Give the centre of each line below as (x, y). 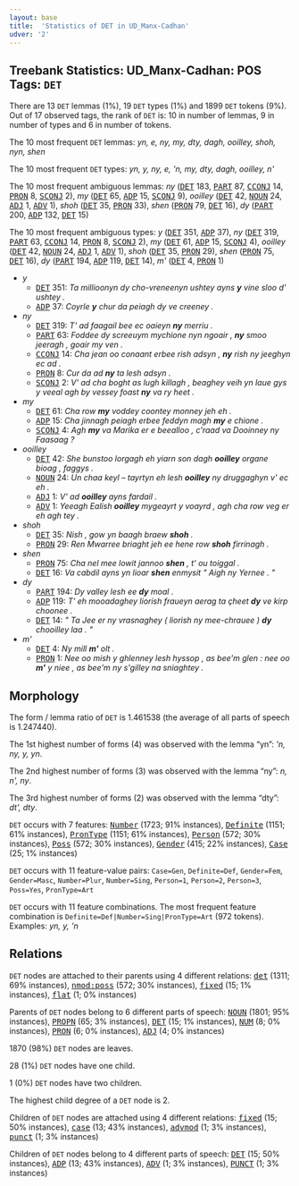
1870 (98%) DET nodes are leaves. (71, 1048)
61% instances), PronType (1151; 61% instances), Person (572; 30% (135, 834)
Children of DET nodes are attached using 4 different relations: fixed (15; (144, 1117)
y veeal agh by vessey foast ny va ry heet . (115, 392)
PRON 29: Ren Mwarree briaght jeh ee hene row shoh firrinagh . (152, 544)
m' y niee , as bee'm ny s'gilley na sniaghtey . (120, 668)
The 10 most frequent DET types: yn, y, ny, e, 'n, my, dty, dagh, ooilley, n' (142, 169)
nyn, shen (28, 152)
